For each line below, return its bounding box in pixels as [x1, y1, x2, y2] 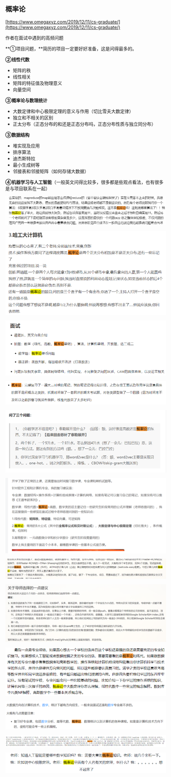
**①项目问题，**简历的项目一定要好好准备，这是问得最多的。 [5, 45, 137, 52]
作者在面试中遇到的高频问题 [5, 35, 64, 41]
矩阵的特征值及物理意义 [12, 80, 62, 86]
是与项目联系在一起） [5, 185, 50, 192]
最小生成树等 [12, 161, 40, 168]
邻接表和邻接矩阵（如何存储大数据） [12, 168, 89, 174]
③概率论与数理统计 [5, 97, 47, 103]
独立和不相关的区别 [12, 114, 54, 121]
